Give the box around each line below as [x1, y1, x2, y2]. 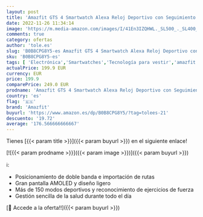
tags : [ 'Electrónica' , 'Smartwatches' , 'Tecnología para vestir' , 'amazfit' [6, 59, 199, 65]
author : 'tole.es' [6, 43, 53, 49]
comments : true [6, 31, 45, 37]
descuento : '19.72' [6, 115, 56, 121]
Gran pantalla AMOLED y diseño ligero [14, 180, 111, 187]
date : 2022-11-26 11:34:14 [6, 20, 74, 26]
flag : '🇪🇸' [6, 98, 36, 104]
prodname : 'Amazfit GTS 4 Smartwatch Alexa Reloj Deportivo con [6, 87, 172, 93]
